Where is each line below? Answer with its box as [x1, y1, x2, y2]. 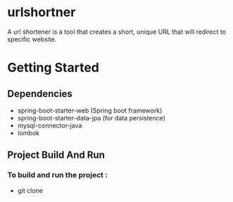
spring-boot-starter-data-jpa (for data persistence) [17, 113, 165, 122]
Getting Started [7, 60, 100, 76]
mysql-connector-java [17, 121, 82, 130]
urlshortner [7, 4, 76, 20]
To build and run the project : [7, 170, 108, 180]
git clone [17, 186, 44, 194]
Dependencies [7, 87, 73, 99]
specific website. [7, 34, 57, 43]
